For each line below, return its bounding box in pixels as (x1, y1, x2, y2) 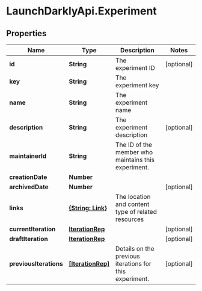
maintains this (115, 155, 155, 164)
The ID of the (115, 140, 152, 149)
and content (115, 200, 150, 208)
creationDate (9, 173, 47, 181)
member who (115, 148, 153, 156)
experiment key (115, 81, 159, 89)
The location (115, 193, 151, 201)
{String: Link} (69, 204, 107, 212)
